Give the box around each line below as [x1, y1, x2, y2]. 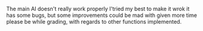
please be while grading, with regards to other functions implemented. [6, 18, 182, 25]
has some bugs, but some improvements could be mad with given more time [6, 12, 198, 19]
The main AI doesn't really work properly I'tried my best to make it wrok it [6, 5, 190, 12]
